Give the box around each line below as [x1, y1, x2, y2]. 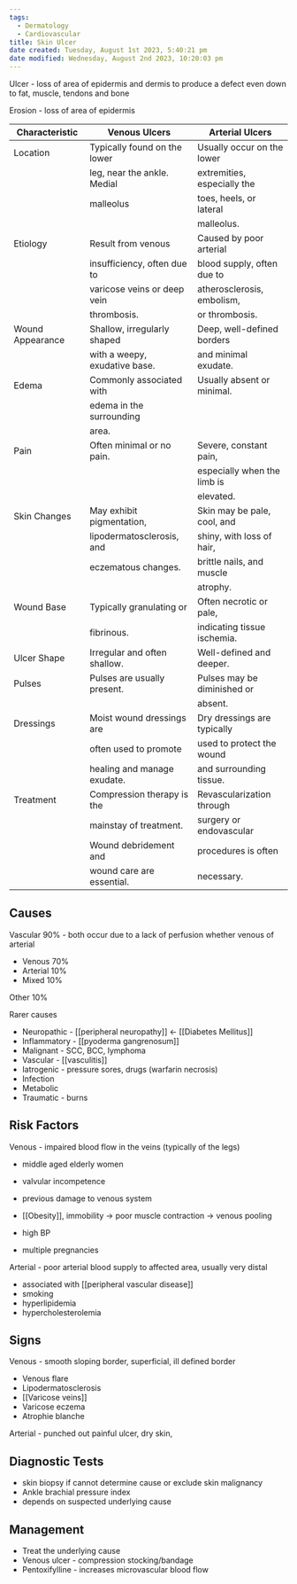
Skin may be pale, [197, 504, 271, 517]
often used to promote [89, 743, 182, 754]
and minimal [197, 348, 248, 360]
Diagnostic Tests [9, 1454, 104, 1469]
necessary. [197, 870, 244, 882]
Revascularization [197, 788, 271, 800]
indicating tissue [197, 621, 266, 633]
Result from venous [89, 238, 171, 249]
